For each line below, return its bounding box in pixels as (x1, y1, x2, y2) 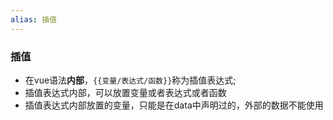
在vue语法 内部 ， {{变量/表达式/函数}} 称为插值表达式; (24, 74, 237, 86)
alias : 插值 (10, 14, 57, 25)
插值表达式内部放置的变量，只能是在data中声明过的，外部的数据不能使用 (24, 99, 324, 111)
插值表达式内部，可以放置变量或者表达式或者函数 (24, 86, 227, 98)
